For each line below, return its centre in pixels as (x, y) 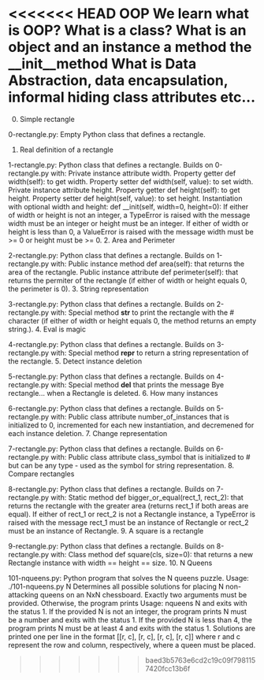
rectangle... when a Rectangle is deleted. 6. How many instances (113, 393)
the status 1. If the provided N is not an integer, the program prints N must (127, 612)
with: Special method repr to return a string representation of (150, 353)
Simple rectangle (47, 119)
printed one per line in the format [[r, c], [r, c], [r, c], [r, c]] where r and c (125, 636)
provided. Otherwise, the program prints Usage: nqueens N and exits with (128, 603)
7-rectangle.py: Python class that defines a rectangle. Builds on (112, 449)
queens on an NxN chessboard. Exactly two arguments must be (143, 594)
